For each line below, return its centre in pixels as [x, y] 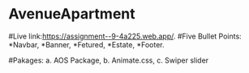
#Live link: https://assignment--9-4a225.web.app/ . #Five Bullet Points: [125, 36]
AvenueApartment [72, 14]
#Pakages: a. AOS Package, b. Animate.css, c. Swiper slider [109, 60]
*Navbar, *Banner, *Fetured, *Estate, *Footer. [86, 44]
